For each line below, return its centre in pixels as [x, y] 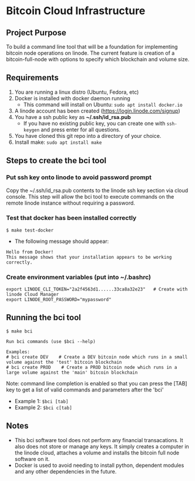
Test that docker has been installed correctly [71, 218]
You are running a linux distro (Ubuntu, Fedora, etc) [77, 92]
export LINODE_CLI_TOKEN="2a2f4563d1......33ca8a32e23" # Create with [97, 289]
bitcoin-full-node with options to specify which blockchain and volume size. [98, 59]
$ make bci [19, 331]
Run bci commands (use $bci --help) [51, 341]
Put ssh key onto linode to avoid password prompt [79, 177]
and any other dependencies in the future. [65, 471]
